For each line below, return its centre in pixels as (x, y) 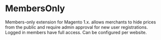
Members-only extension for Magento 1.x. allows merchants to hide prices (81, 22)
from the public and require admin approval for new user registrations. (77, 27)
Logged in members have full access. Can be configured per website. (76, 32)
